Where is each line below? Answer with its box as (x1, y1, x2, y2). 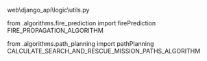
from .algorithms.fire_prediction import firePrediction (7, 19, 156, 27)
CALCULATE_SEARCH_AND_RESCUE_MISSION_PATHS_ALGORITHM (7, 47, 201, 55)
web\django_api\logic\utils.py (7, 6, 90, 14)
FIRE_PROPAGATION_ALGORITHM (7, 27, 104, 34)
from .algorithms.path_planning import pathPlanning (7, 40, 154, 47)
